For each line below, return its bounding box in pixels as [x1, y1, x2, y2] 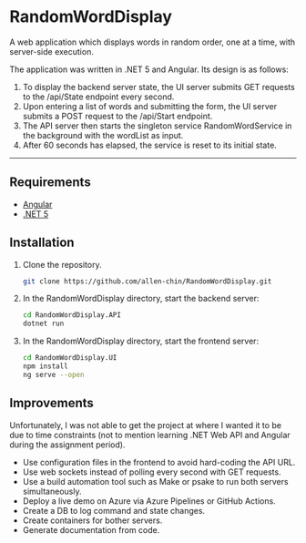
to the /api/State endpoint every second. [22, 91, 175, 102]
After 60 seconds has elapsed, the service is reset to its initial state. [22, 139, 278, 150]
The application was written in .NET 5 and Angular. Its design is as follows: [9, 64, 289, 75]
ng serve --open [22, 370, 85, 379]
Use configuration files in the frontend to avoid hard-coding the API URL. [22, 456, 296, 467]
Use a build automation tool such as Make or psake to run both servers [22, 476, 289, 487]
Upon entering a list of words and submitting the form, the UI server [22, 100, 278, 111]
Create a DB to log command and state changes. [22, 505, 206, 516]
